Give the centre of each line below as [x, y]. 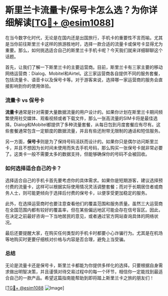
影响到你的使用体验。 [31, 86]
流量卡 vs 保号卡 [25, 100]
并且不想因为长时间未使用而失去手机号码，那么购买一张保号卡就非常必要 [88, 148]
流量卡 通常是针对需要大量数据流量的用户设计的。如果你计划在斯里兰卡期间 [82, 112]
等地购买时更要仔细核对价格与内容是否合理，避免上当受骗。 [66, 239]
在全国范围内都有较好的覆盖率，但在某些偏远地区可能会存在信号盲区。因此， [84, 210]
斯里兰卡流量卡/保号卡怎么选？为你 [77, 10]
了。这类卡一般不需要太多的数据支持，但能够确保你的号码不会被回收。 [77, 154]
